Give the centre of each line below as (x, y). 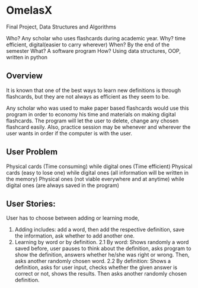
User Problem (32, 152)
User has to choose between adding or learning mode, (73, 218)
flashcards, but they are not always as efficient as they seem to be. (88, 96)
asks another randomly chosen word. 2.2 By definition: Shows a (92, 261)
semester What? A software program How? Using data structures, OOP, (93, 50)
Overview (25, 76)
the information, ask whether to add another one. (75, 236)
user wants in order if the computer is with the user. (69, 133)
